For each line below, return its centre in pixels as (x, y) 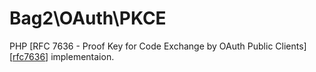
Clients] (291, 46)
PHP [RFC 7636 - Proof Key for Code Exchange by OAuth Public (141, 46)
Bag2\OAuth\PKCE (88, 18)
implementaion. (82, 56)
